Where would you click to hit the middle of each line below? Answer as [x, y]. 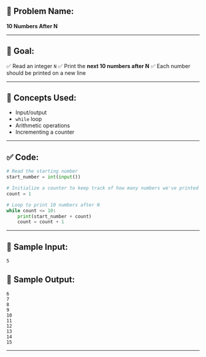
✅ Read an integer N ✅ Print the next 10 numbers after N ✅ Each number [98, 66]
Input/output [31, 113]
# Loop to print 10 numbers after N [53, 205]
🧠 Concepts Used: [41, 98]
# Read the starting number [42, 171]
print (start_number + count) [55, 216]
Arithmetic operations [43, 126]
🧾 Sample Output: [41, 280]
